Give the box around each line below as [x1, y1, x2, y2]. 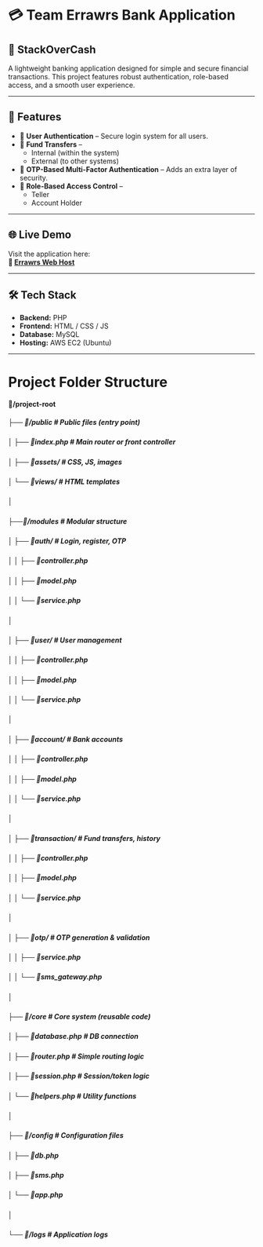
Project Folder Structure [8, 373, 168, 391]
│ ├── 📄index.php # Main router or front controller [8, 437, 176, 447]
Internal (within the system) [31, 148, 120, 157]
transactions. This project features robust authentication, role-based [8, 72, 229, 81]
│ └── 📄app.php [8, 1190, 63, 1200]
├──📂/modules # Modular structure [8, 516, 128, 526]
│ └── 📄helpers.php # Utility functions [8, 1091, 137, 1100]
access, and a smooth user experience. [8, 80, 135, 90]
